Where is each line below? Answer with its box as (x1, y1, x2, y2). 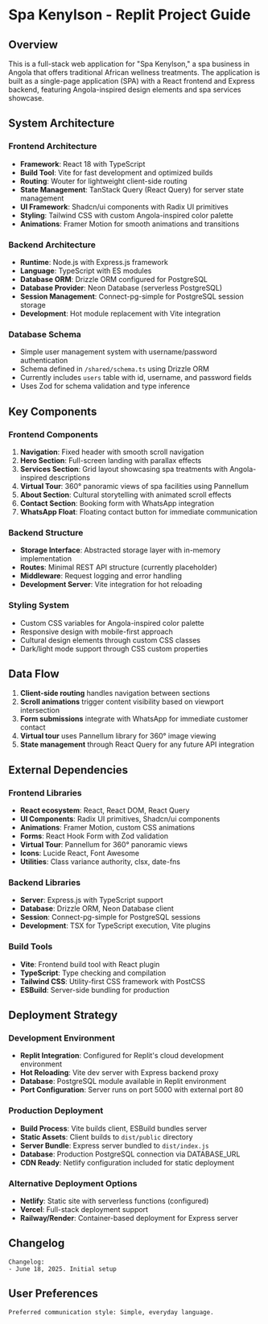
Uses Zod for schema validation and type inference (19, 381, 191, 391)
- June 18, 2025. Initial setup (8, 1264, 117, 1273)
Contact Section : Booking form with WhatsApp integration (19, 498, 215, 508)
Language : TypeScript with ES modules (19, 266, 152, 275)
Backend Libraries (8, 876, 81, 887)
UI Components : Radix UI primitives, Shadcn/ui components (19, 814, 221, 824)
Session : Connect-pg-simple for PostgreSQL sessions (19, 912, 201, 922)
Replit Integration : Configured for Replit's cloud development (19, 1051, 224, 1061)
